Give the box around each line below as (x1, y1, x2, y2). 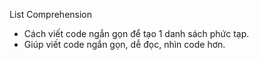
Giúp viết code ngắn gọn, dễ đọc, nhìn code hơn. (23, 39, 226, 50)
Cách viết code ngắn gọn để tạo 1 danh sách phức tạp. (23, 28, 250, 39)
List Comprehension (9, 9, 93, 20)
